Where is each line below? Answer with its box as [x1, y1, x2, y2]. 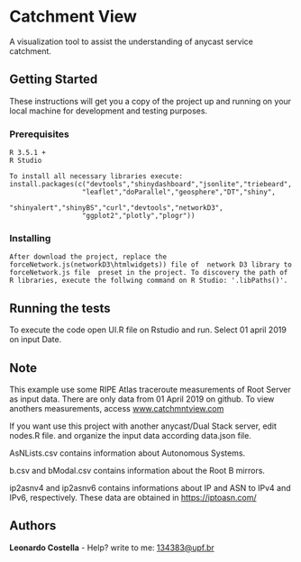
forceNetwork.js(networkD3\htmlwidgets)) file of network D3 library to [9, 260, 293, 269]
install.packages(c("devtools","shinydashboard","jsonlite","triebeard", [9, 180, 293, 189]
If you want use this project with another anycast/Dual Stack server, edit [9, 421, 278, 431]
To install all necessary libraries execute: [9, 172, 183, 181]
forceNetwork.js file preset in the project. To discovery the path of [9, 268, 288, 277]
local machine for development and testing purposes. [9, 105, 208, 116]
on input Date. [9, 334, 62, 345]
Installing [9, 231, 51, 244]
